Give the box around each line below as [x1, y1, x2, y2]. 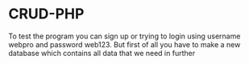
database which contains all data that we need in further [8, 48, 196, 58]
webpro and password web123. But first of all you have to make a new [8, 39, 241, 49]
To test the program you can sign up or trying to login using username [8, 31, 241, 41]
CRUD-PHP [8, 5, 85, 23]
